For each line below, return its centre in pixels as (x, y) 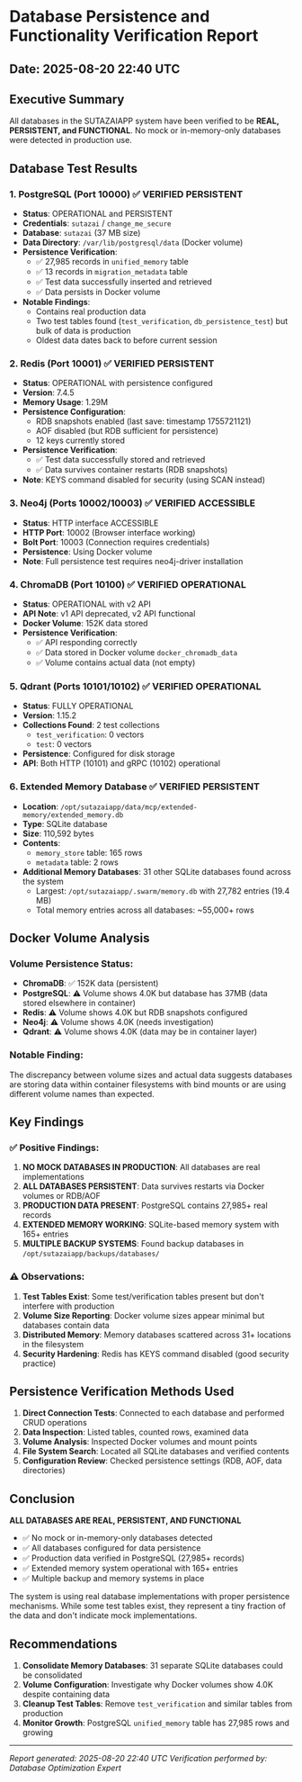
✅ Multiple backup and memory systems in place (113, 1579)
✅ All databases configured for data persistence (111, 1548)
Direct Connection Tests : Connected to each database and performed (153, 1413)
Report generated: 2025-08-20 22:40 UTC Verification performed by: (138, 1758)
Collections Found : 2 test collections (91, 725)
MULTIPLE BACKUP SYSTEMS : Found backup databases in (133, 1244)
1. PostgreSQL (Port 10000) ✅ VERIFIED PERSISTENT (126, 193)
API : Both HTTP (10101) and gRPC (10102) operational (121, 763)
